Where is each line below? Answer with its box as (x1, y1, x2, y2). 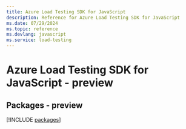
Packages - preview (6, 100, 83, 110)
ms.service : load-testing (6, 37, 71, 43)
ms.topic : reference (6, 25, 59, 32)
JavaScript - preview (6, 76, 114, 90)
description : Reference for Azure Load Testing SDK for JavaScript (6, 15, 181, 21)
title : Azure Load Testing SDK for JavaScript (6, 8, 126, 15)
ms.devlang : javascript (6, 31, 67, 38)
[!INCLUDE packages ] (6, 116, 61, 123)
